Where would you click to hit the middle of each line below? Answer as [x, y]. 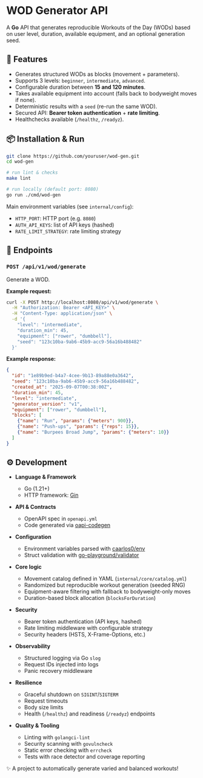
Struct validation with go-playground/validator [82, 555]
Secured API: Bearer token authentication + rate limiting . [88, 112]
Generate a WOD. [28, 279]
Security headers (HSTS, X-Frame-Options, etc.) [85, 635]
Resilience [28, 683]
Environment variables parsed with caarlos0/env [85, 549]
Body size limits [44, 708]
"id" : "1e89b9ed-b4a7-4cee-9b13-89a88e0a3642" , [73, 376]
